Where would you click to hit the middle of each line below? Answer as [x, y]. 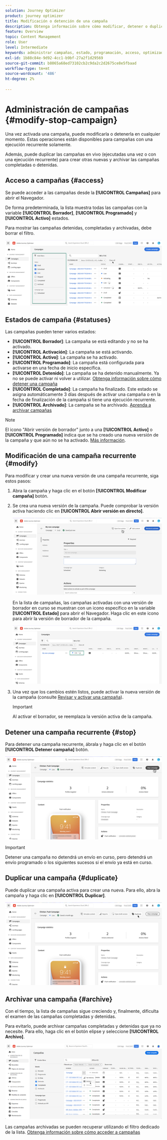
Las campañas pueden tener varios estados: [51, 332]
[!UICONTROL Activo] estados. [37, 218]
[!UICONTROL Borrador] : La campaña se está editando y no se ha [80, 341]
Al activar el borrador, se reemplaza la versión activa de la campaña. [83, 716]
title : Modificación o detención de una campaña [56, 21]
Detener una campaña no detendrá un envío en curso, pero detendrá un [79, 857]
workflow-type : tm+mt [28, 68]
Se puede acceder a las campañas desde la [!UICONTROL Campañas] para [83, 193]
